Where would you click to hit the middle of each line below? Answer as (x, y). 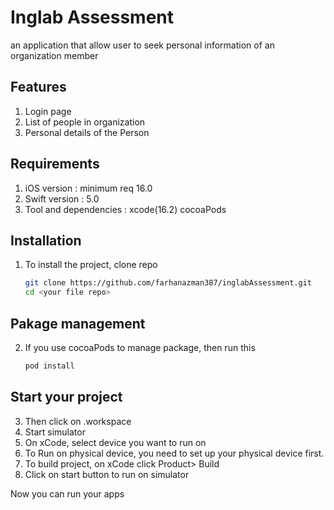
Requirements (55, 164)
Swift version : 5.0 (62, 198)
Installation (46, 240)
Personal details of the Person (87, 132)
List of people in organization (85, 122)
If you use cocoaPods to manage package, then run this (140, 347)
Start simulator (55, 432)
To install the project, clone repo (91, 265)
